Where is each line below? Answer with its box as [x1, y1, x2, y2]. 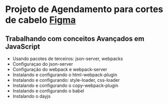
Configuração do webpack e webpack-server [12, 67, 107, 72]
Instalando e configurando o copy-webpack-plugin [12, 82, 119, 88]
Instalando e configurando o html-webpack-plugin [12, 72, 118, 78]
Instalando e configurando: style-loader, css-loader [12, 77, 120, 83]
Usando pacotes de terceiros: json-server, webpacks [12, 56, 123, 62]
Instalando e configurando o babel [12, 88, 84, 94]
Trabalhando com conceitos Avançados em [5, 34, 145, 43]
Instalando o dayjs [12, 93, 51, 99]
